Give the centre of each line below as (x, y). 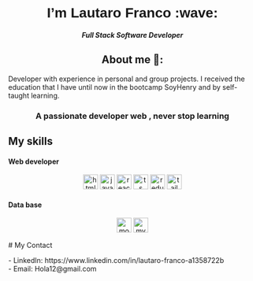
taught (19, 95)
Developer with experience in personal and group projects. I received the (127, 79)
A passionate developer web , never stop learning (132, 116)
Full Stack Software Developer (132, 35)
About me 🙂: (132, 60)
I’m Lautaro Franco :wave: (132, 13)
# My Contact (30, 246)
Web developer (33, 161)
